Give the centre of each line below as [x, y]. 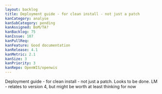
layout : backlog [21, 9]
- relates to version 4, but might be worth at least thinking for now [71, 87]
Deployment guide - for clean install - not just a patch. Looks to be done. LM [81, 81]
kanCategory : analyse [27, 18]
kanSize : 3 [16, 59]
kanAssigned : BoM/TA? [27, 27]
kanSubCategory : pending [30, 23]
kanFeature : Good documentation [38, 45]
